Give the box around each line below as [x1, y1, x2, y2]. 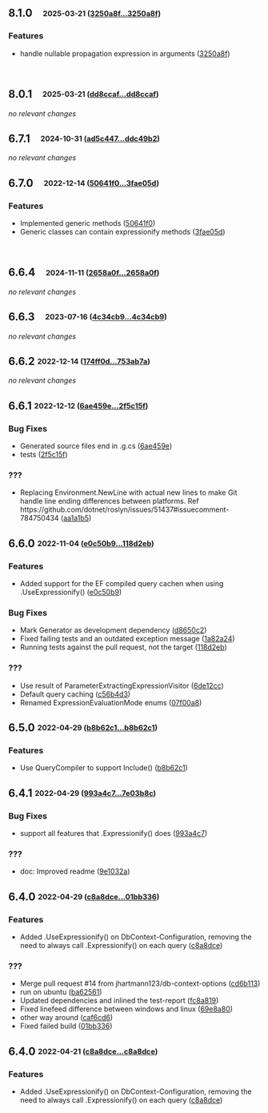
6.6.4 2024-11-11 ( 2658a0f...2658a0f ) [8, 266, 160, 279]
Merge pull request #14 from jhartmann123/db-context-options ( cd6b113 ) [19, 978, 261, 988]
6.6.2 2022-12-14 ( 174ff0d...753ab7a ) [8, 355, 150, 368]
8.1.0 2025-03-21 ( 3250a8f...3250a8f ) [8, 6, 162, 20]
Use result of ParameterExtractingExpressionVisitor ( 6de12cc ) [19, 681, 224, 690]
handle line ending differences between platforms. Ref [19, 496, 199, 506]
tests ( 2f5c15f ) [19, 450, 68, 460]
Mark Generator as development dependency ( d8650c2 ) [19, 625, 207, 635]
